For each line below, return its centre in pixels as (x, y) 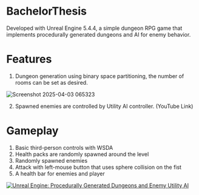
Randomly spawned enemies (51, 160)
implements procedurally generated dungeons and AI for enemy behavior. (99, 34)
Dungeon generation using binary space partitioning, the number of (99, 76)
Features (29, 59)
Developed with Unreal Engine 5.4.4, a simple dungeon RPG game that (94, 28)
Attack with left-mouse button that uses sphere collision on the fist (98, 167)
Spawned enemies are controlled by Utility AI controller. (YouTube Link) (104, 106)
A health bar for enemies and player (60, 173)
